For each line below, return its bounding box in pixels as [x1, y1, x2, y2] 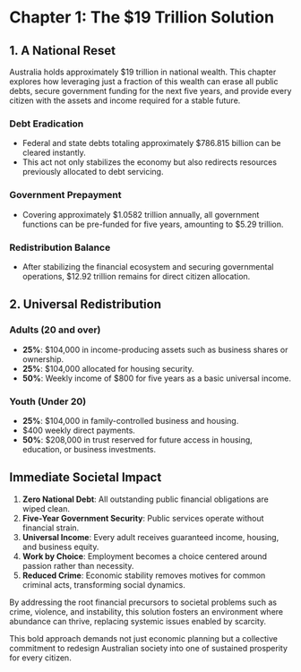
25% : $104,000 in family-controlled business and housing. [21, 415, 239, 426]
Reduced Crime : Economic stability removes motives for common [21, 570, 266, 581]
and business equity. [21, 541, 99, 552]
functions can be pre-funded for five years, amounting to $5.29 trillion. [21, 219, 284, 229]
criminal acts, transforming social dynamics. [21, 579, 185, 590]
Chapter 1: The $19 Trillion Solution [9, 7, 275, 28]
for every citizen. [9, 652, 72, 663]
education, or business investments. [21, 444, 157, 454]
